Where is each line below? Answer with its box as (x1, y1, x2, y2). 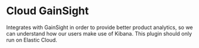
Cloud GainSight (6, 4, 89, 18)
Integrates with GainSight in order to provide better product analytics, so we (6, 24, 193, 31)
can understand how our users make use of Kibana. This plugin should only (6, 30, 192, 37)
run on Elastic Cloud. (6, 36, 58, 43)
